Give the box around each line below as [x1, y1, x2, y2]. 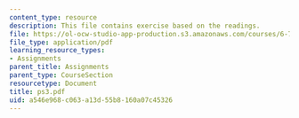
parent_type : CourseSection [9, 71, 114, 80]
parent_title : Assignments [9, 63, 109, 72]
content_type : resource [9, 12, 98, 22]
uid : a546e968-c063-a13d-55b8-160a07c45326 [9, 95, 174, 105]
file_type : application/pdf [9, 37, 114, 47]
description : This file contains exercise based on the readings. [9, 21, 261, 30]
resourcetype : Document [9, 79, 98, 88]
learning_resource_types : [9, 46, 105, 55]
